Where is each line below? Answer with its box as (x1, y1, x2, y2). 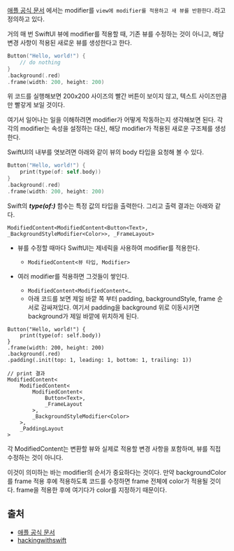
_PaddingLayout (20, 425, 64, 432)
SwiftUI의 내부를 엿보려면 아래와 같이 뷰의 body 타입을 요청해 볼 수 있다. (7, 148, 205, 156)
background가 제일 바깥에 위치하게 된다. (27, 312, 140, 320)
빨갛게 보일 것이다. (14, 101, 65, 109)
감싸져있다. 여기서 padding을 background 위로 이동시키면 (41, 303, 200, 312)
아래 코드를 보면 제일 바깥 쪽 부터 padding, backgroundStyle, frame (27, 294, 216, 302)
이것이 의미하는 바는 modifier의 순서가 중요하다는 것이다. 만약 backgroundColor (7, 468, 227, 476)
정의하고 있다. (7, 15, 45, 23)
